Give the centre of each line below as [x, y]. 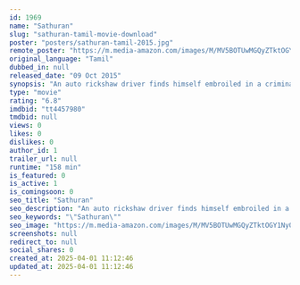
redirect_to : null [43, 242]
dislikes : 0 [31, 142]
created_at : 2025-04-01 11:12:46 [71, 259]
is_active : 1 [33, 184]
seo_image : [29, 225]
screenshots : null [43, 233]
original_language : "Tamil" [62, 59]
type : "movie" [36, 92]
